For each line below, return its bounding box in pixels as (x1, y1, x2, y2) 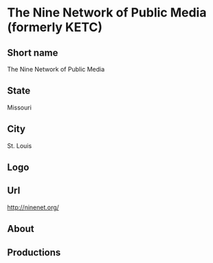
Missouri (7, 103, 32, 112)
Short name (7, 47, 58, 59)
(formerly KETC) (7, 19, 103, 35)
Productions (7, 246, 61, 258)
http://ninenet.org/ (7, 203, 60, 211)
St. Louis (7, 141, 32, 149)
